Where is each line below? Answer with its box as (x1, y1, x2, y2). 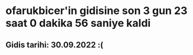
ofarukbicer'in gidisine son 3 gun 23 (5, 4, 188, 18)
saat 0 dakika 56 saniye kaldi (5, 16, 151, 30)
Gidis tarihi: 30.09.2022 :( (5, 40, 104, 50)
